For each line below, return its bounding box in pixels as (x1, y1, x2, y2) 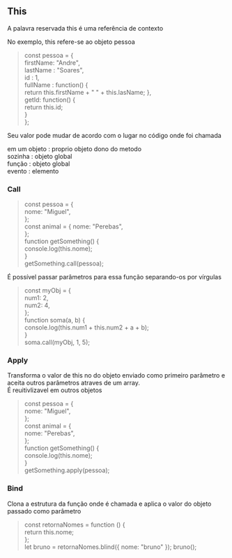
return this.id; (24, 102, 63, 111)
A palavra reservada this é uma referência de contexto (7, 24, 164, 32)
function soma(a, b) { (24, 316, 86, 325)
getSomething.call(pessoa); (24, 259, 105, 268)
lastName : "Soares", (24, 65, 84, 74)
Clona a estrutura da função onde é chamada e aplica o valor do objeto (7, 499, 212, 508)
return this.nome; (24, 527, 75, 536)
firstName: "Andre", (24, 59, 80, 67)
